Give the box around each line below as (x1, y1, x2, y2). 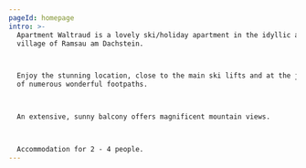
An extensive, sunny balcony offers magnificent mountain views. (16, 112, 271, 121)
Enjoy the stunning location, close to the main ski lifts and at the (16, 71, 291, 80)
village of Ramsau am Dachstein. (16, 38, 144, 48)
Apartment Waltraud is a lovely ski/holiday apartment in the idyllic (16, 30, 291, 39)
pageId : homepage (8, 13, 75, 23)
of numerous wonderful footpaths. (16, 79, 148, 89)
